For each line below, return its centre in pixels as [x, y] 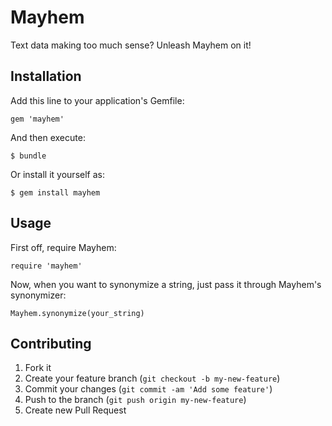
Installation [46, 76]
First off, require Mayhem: [63, 247]
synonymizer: [38, 295]
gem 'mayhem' [37, 119]
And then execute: [48, 137]
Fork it [38, 368]
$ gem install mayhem [55, 192]
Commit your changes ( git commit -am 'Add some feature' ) [148, 389]
